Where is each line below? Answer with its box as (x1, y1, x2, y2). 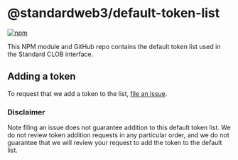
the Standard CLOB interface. (7, 50, 94, 58)
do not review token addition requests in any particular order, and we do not (7, 131, 229, 139)
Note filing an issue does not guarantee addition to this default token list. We (7, 123, 231, 132)
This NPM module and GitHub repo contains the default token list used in (7, 42, 221, 50)
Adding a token (7, 70, 76, 82)
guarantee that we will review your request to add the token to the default (7, 139, 222, 147)
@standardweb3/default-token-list (7, 5, 220, 21)
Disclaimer (7, 107, 45, 117)
